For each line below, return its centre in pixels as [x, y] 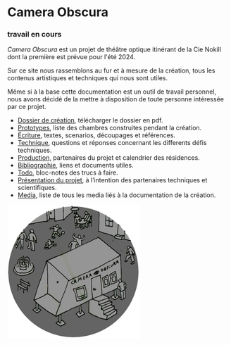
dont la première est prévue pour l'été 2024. [71, 57]
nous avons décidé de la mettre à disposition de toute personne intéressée [115, 99]
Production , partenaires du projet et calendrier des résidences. [109, 158]
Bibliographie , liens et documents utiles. [75, 165]
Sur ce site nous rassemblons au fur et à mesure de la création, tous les [111, 70]
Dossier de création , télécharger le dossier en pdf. [90, 120]
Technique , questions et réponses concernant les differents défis [112, 143]
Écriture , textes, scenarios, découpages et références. [96, 135]
